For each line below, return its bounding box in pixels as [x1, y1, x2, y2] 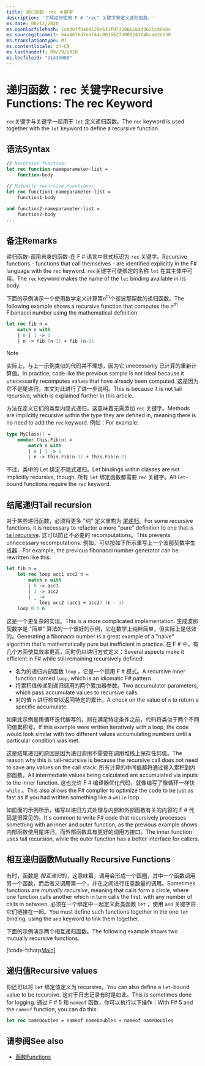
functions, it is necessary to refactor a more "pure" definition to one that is [6, 524, 194, 531]
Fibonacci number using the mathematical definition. [6, 309, 139, 316]
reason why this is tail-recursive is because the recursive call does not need [6, 756, 198, 764]
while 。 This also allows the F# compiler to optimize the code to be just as [6, 787, 194, 794]
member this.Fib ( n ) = [17, 437, 72, 443]
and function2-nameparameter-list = [6, 205, 100, 212]
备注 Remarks [6, 235, 58, 246]
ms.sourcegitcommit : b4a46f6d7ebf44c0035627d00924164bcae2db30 [6, 32, 171, 38]
